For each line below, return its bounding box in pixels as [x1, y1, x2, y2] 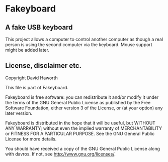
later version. [5, 110, 33, 116]
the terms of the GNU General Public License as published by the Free [5, 99, 151, 105]
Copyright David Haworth [5, 75, 58, 81]
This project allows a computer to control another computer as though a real [5, 36, 163, 42]
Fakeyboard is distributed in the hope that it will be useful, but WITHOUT [5, 120, 156, 126]
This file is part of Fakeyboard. [5, 84, 69, 90]
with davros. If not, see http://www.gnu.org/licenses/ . [5, 151, 116, 157]
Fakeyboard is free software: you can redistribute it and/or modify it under [5, 94, 159, 100]
